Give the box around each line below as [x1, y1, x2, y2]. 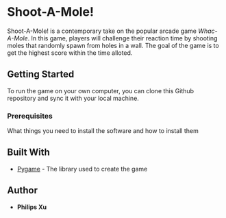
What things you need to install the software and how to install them [7, 127, 199, 135]
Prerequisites [7, 111, 53, 121]
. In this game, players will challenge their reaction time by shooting [27, 34, 218, 42]
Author [7, 184, 38, 196]
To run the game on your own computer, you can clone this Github [7, 86, 194, 95]
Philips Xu [16, 203, 47, 211]
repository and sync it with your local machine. [7, 94, 139, 102]
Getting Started [7, 69, 75, 80]
